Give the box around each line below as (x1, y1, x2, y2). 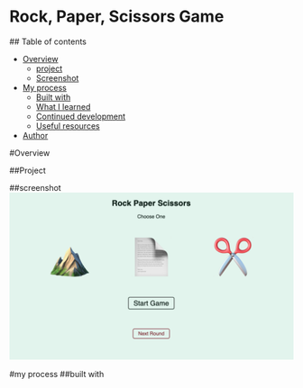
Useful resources (35, 120, 101, 131)
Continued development (35, 111, 126, 122)
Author (22, 130, 49, 140)
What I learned (35, 101, 91, 112)
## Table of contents (9, 36, 87, 47)
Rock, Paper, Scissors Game (9, 6, 225, 27)
